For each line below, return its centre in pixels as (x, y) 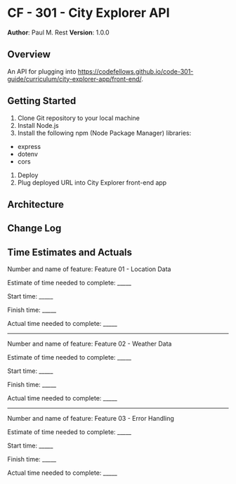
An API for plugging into (42, 71)
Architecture (36, 204)
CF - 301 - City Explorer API (88, 13)
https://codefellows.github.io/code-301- (136, 71)
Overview (29, 54)
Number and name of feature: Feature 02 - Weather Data (90, 344)
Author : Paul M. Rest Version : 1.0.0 (59, 32)
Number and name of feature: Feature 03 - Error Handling (91, 419)
